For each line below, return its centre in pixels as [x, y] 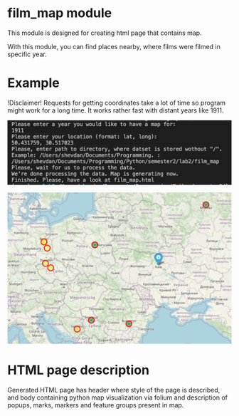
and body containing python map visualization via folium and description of [118, 397]
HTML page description [79, 370]
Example [33, 83]
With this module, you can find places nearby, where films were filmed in [114, 46]
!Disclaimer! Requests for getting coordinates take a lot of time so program [117, 103]
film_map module [60, 13]
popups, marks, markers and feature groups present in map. [96, 405]
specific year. [27, 54]
